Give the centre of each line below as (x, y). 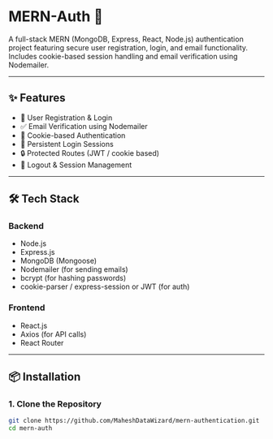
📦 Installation (45, 377)
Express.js (37, 252)
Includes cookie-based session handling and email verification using (123, 56)
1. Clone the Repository (55, 404)
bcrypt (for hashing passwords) (73, 278)
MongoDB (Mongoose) (58, 261)
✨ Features (37, 98)
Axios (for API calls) (53, 334)
